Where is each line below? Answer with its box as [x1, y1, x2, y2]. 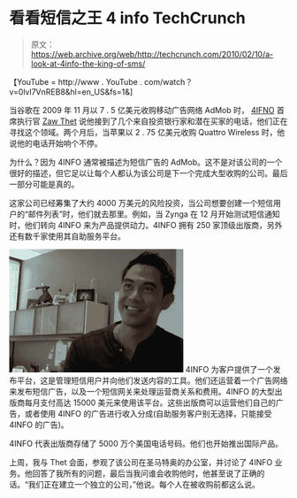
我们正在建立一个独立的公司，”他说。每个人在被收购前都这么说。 [27, 479, 261, 489]
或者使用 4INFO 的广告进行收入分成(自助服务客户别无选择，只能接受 [24, 408, 272, 418]
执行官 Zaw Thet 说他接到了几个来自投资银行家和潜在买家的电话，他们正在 [16, 116, 288, 126]
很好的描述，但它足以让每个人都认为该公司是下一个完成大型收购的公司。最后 [9, 167, 288, 178]
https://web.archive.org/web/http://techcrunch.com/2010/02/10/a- [30, 49, 274, 59]
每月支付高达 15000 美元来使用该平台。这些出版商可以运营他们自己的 [24, 397, 277, 408]
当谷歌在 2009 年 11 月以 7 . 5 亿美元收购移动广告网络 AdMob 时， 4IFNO [9, 104, 276, 115]
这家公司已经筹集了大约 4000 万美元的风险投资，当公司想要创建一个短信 [9, 197, 274, 208]
